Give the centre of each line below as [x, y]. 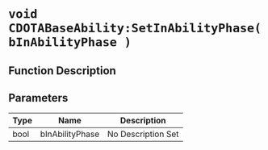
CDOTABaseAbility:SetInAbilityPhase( [135, 29]
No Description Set [143, 134]
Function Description [63, 71]
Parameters [38, 98]
